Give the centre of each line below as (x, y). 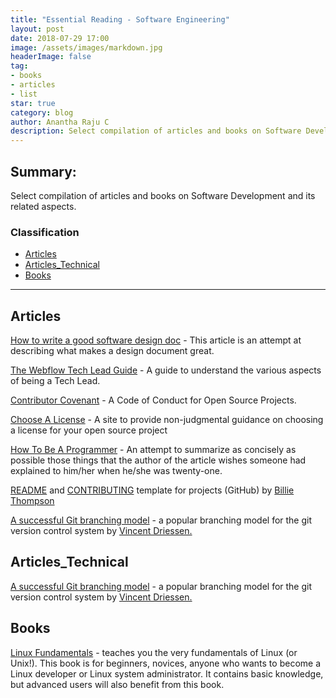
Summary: (43, 171)
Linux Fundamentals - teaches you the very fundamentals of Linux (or (154, 652)
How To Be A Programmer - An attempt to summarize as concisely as (153, 450)
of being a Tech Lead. (55, 381)
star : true (33, 103)
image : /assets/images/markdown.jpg (86, 47)
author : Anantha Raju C (60, 122)
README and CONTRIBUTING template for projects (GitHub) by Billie (152, 490)
